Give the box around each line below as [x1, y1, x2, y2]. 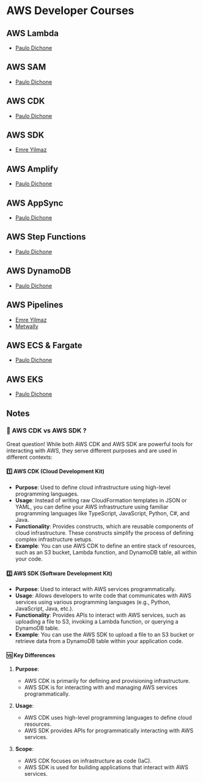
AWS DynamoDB [6, 266, 72, 276]
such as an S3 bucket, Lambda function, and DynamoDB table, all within [15, 549, 197, 556]
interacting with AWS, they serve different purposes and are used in [6, 447, 177, 454]
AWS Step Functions [6, 232, 86, 242]
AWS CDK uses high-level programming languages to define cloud [24, 714, 193, 721]
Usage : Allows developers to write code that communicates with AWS [15, 592, 191, 600]
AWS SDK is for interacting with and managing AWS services [24, 683, 178, 691]
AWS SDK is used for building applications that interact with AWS [24, 764, 188, 771]
